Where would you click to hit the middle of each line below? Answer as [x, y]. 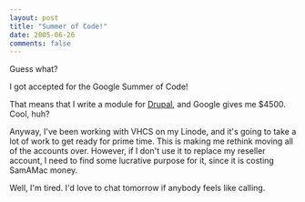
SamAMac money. [44, 170]
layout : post [34, 18]
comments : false [40, 43]
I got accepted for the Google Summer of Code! [99, 86]
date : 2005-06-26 [42, 35]
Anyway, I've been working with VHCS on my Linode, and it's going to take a [153, 132]
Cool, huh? [30, 114]
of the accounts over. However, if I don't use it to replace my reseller [137, 151]
